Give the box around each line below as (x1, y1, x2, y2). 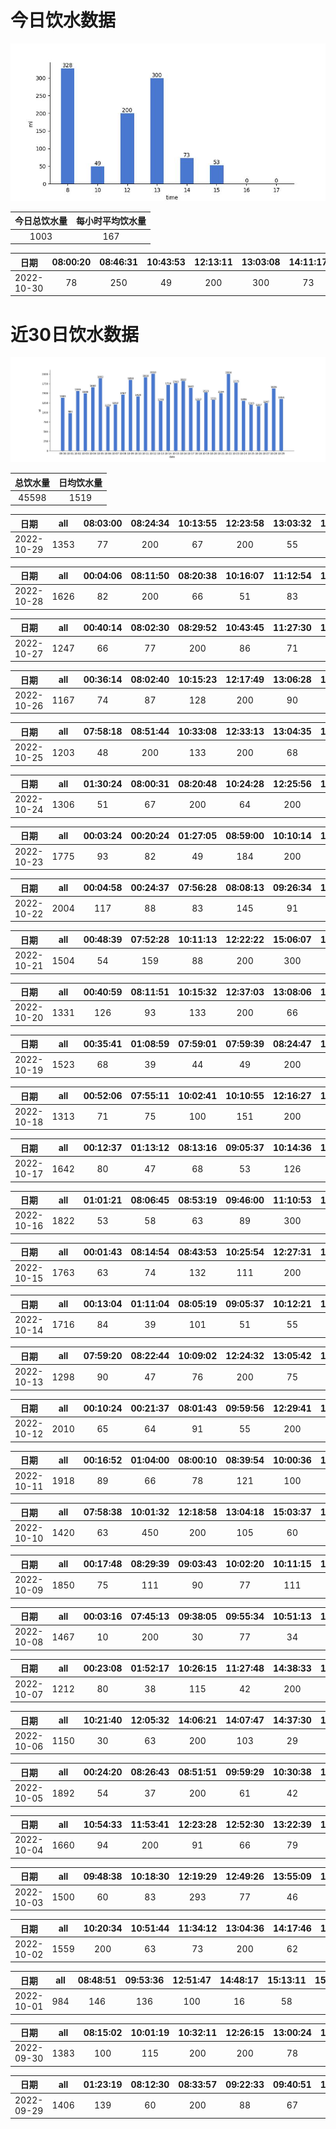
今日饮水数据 (10, 9, 117, 32)
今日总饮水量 (14, 215, 68, 227)
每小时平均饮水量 (76, 215, 147, 227)
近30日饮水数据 (10, 323, 139, 346)
